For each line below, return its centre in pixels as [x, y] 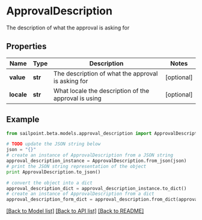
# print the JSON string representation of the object [76, 166]
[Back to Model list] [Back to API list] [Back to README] [75, 211]
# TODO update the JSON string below [54, 144]
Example [23, 120]
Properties [26, 46]
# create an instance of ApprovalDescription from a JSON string [90, 155]
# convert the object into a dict [50, 183]
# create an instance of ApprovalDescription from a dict [80, 194]
